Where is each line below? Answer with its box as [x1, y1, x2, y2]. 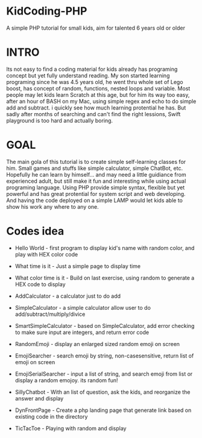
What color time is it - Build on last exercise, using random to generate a [14, 274, 195, 281]
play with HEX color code [14, 250, 78, 258]
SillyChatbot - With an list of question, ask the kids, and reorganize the [14, 388, 191, 396]
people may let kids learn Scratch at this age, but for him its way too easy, [6, 91, 190, 98]
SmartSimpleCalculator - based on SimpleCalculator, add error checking [14, 322, 195, 329]
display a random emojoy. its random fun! [14, 376, 118, 384]
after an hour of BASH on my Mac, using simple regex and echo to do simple [6, 97, 197, 105]
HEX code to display [14, 280, 66, 288]
